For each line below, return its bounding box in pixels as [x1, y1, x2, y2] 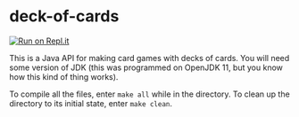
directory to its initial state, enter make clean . [9, 97, 172, 108]
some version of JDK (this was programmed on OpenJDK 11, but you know [9, 62, 283, 73]
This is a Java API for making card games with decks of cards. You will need [9, 52, 290, 63]
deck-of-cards [9, 6, 120, 27]
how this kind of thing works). [9, 71, 119, 82]
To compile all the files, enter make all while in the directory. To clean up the [9, 89, 290, 99]
